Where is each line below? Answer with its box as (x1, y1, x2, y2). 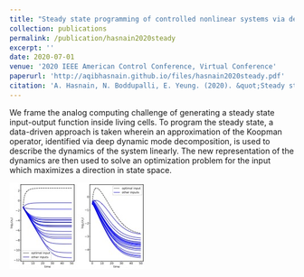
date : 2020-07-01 (9, 52, 75, 62)
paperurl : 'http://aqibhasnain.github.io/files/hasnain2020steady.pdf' (9, 72, 285, 81)
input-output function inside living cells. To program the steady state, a (9, 116, 274, 127)
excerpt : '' (9, 43, 54, 52)
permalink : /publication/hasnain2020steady (9, 33, 176, 42)
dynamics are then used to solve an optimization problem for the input (9, 154, 271, 166)
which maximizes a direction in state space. (9, 164, 172, 175)
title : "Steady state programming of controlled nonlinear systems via (9, 14, 285, 23)
